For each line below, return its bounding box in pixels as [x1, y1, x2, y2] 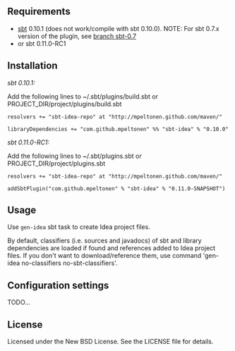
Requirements [7, 6, 71, 18]
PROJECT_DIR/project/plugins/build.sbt [7, 99, 122, 108]
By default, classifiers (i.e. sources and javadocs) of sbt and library [7, 236, 203, 245]
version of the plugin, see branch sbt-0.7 [17, 32, 136, 40]
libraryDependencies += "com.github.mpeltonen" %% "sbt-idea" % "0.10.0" [7, 125, 229, 133]
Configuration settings [7, 279, 109, 291]
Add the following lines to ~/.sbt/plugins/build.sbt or [7, 92, 159, 101]
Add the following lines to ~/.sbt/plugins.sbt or [7, 152, 143, 160]
